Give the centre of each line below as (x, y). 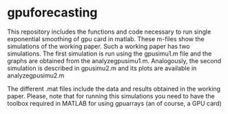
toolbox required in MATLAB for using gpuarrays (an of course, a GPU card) (114, 103)
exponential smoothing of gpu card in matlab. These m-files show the (106, 38)
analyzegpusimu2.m (36, 75)
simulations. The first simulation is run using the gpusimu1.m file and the (110, 54)
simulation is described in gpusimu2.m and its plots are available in (102, 68)
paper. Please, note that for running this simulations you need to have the (111, 96)
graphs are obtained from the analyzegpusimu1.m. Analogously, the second (114, 60)
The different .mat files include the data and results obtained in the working (114, 89)
